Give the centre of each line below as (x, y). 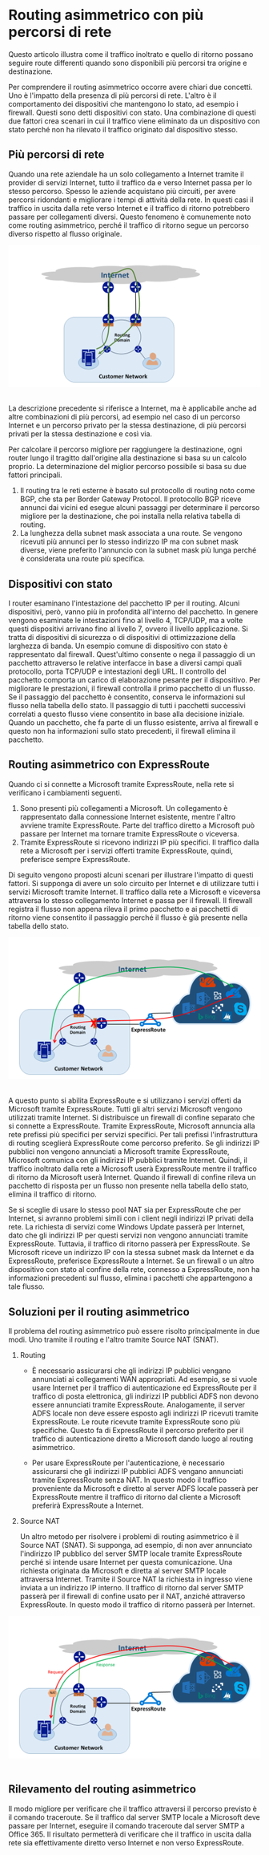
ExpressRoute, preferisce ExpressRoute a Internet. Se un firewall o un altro (131, 1261)
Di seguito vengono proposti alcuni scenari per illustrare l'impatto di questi (131, 875)
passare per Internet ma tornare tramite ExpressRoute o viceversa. (130, 833)
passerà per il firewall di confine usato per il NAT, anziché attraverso (132, 1596)
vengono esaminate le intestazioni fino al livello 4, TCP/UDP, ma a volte (126, 621)
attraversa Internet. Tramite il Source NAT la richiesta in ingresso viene (136, 1579)
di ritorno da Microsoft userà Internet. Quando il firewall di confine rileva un (132, 1177)
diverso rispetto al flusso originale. (65, 233)
